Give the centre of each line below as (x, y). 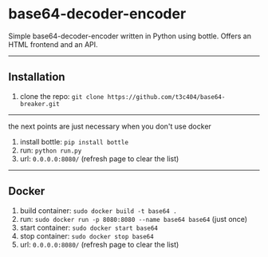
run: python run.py (51, 150)
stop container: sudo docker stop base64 (87, 235)
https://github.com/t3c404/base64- (166, 97)
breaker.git (39, 104)
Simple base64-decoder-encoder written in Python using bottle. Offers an (130, 36)
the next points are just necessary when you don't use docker (110, 126)
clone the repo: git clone (62, 96)
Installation (37, 77)
